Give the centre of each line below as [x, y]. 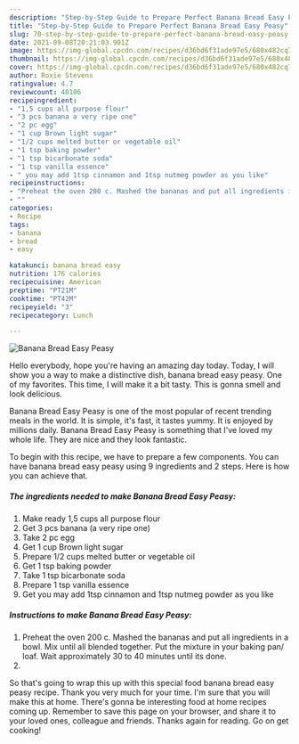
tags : [19, 225]
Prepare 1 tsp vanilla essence [76, 585]
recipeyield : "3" [41, 307]
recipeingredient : [43, 100]
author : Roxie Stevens [51, 76]
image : [21, 51]
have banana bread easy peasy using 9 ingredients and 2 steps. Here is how [149, 466]
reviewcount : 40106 [45, 92]
